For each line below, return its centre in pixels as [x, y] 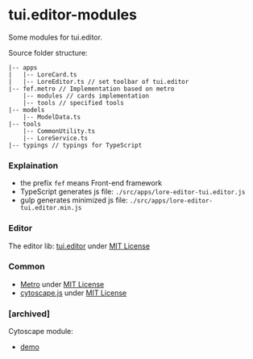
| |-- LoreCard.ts [43, 74]
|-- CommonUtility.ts [59, 131]
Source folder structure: [48, 52]
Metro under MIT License [62, 284]
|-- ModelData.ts [52, 117]
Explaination [33, 165]
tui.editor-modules [73, 15]
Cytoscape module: [41, 332]
